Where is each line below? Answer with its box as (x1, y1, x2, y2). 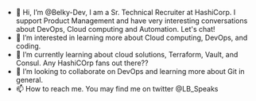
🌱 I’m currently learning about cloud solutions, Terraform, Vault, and (15, 50, 239, 59)
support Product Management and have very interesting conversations (15, 16, 248, 25)
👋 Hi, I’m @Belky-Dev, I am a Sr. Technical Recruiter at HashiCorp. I (15, 8, 236, 17)
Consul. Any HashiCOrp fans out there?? (15, 58, 149, 68)
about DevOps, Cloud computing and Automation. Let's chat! (15, 25, 216, 33)
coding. (15, 41, 41, 51)
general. (15, 76, 44, 84)
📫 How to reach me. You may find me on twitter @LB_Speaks (15, 84, 219, 93)
